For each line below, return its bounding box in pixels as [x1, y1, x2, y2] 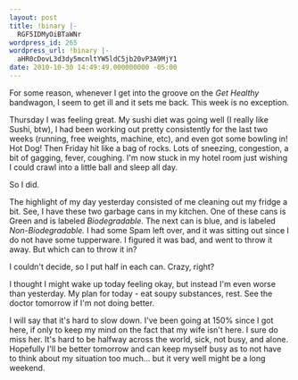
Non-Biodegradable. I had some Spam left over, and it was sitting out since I [9, 224, 290, 235]
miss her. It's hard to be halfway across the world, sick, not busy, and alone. [9, 334, 289, 344]
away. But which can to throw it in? [9, 243, 137, 255]
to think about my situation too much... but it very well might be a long [9, 352, 266, 363]
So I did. [9, 179, 40, 190]
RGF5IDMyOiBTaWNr [17, 30, 82, 38]
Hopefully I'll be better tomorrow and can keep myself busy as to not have [9, 343, 282, 354]
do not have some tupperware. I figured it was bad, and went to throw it [9, 234, 273, 245]
